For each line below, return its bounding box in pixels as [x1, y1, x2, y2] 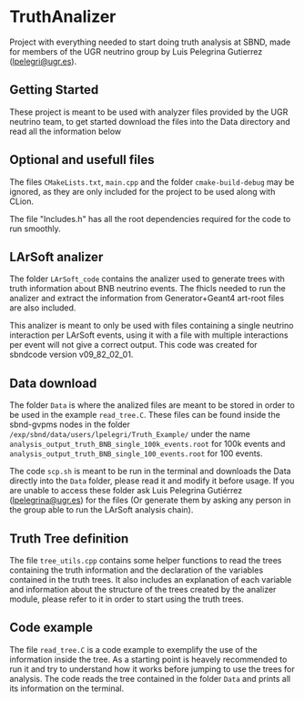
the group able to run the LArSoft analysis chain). [9, 504, 194, 515]
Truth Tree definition [9, 531, 129, 546]
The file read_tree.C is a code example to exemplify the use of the [9, 644, 258, 655]
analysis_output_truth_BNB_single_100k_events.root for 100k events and [9, 439, 286, 450]
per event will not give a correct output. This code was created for [9, 340, 258, 350]
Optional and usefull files [9, 152, 155, 168]
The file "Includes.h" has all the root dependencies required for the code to [9, 213, 291, 224]
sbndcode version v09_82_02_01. [9, 349, 134, 361]
